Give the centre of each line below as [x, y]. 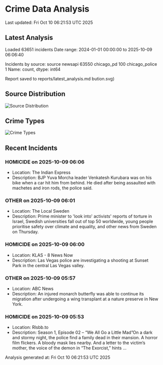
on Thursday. [25, 232]
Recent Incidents [31, 148]
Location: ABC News [33, 289]
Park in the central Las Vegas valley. [48, 265]
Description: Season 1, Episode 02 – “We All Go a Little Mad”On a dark [82, 332]
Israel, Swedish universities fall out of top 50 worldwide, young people [82, 221]
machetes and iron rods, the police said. [52, 188]
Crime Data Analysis [47, 9]
